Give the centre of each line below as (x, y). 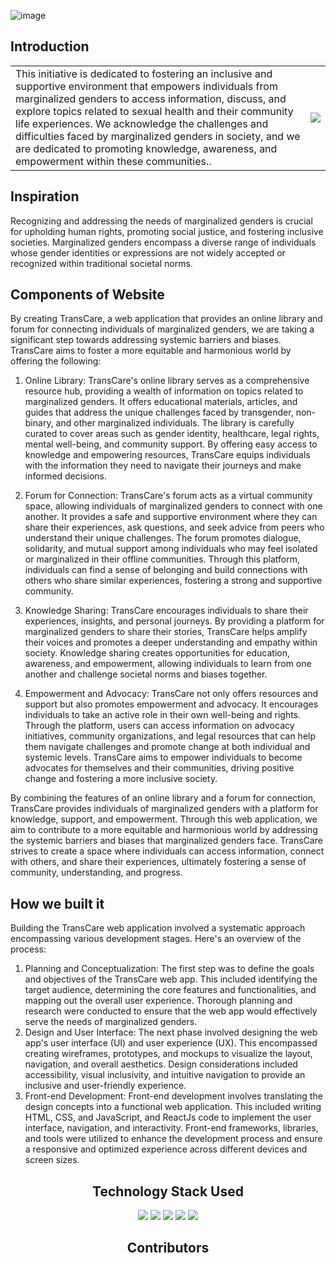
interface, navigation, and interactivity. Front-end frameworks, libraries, (171, 1128)
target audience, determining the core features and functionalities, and (170, 990)
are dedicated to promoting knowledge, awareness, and (146, 148)
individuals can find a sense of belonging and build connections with (166, 570)
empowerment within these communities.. (113, 161)
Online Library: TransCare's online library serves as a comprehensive (167, 381)
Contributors (168, 1248)
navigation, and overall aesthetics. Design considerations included (161, 1064)
